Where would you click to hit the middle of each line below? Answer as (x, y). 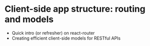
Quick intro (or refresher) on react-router (53, 33)
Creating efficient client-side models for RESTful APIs (66, 38)
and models (29, 19)
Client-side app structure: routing (75, 9)
